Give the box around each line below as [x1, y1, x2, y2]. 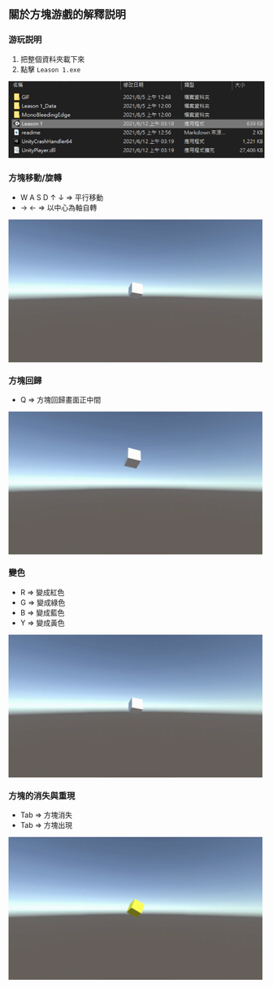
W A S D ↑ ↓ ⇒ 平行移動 [19, 192, 104, 202]
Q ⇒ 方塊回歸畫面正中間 [19, 395, 102, 405]
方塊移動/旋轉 [8, 172, 63, 184]
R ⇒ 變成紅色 [19, 587, 65, 597]
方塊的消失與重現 [8, 790, 76, 801]
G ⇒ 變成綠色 [19, 597, 66, 607]
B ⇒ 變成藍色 [19, 607, 65, 617]
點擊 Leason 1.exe [19, 64, 81, 74]
